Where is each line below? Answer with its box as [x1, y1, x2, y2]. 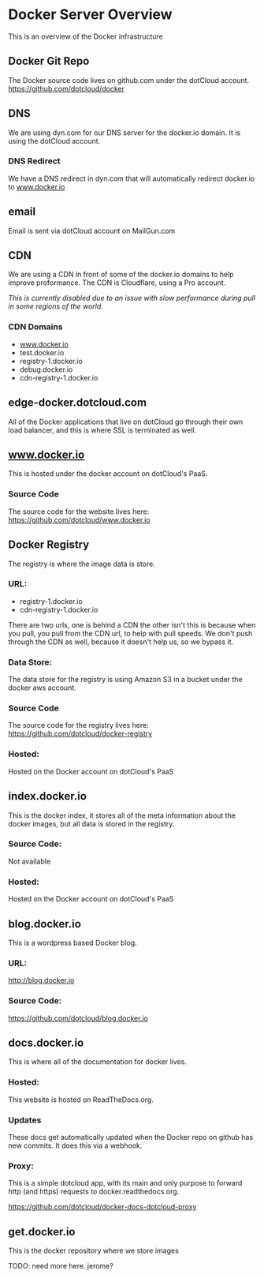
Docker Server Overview [8, 6, 173, 24]
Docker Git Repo [8, 54, 90, 68]
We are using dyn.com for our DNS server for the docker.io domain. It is [8, 128, 241, 137]
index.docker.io [8, 789, 87, 803]
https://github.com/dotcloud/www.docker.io [8, 515, 151, 524]
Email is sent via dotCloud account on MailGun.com [8, 226, 176, 235]
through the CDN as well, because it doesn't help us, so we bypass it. [8, 637, 234, 646]
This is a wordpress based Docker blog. [8, 938, 138, 947]
